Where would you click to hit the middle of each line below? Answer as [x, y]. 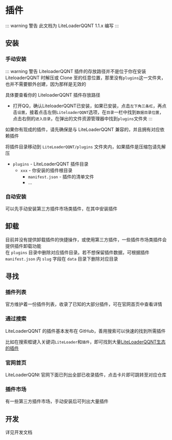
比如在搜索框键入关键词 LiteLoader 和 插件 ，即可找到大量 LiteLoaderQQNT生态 [85, 342]
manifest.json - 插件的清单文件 [61, 176]
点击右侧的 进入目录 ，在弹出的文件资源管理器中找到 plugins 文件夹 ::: [82, 119]
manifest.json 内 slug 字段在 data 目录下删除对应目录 [62, 259]
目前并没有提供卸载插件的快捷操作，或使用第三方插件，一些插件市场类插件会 [86, 239]
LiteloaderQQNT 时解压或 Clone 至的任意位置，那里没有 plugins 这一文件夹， [86, 78]
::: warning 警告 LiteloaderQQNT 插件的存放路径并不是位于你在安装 [76, 71]
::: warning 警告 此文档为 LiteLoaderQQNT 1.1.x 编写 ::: [62, 26]
